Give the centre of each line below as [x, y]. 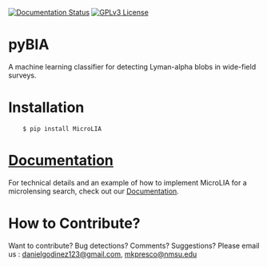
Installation [46, 108]
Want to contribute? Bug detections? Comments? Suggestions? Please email [134, 245]
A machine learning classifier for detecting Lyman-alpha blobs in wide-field [132, 66]
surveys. [22, 75]
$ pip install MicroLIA [62, 129]
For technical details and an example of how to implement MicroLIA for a [128, 182]
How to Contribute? [75, 223]
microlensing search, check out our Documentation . [94, 191]
